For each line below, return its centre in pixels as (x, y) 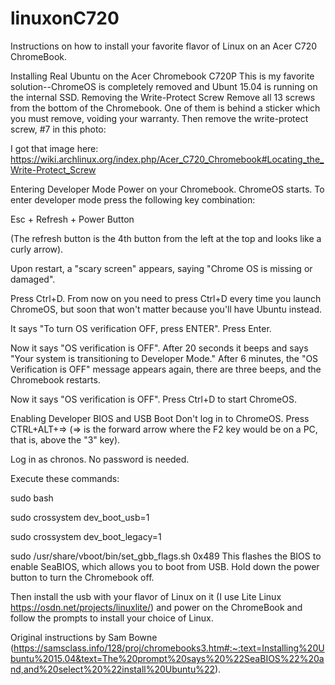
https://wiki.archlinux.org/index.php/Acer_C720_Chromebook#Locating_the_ (167, 159)
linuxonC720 (65, 18)
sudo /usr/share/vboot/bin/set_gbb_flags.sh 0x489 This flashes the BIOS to (166, 556)
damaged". (33, 279)
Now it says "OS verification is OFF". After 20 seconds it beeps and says (159, 348)
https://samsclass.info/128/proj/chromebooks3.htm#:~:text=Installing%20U (169, 648)
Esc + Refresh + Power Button (72, 219)
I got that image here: (54, 148)
